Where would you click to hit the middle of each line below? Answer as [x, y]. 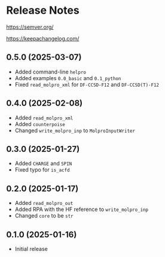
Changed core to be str [44, 216]
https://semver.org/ [30, 27]
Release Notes [43, 10]
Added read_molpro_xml [44, 118]
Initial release [31, 249]
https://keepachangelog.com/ [43, 38]
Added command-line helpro [51, 72]
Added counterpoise [40, 124]
